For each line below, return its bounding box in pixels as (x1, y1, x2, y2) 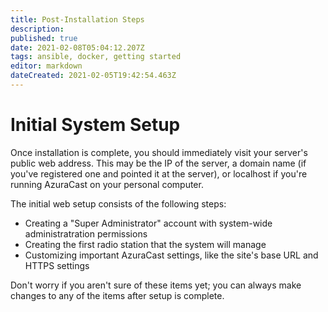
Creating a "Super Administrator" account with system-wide (24, 217, 273, 229)
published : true (10, 33, 78, 43)
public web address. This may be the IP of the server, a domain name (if (10, 157, 307, 169)
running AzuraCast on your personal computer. (10, 178, 204, 190)
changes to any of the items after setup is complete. (10, 289, 225, 301)
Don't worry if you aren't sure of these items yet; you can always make (10, 279, 302, 291)
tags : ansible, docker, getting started (10, 52, 182, 62)
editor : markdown (10, 61, 83, 71)
